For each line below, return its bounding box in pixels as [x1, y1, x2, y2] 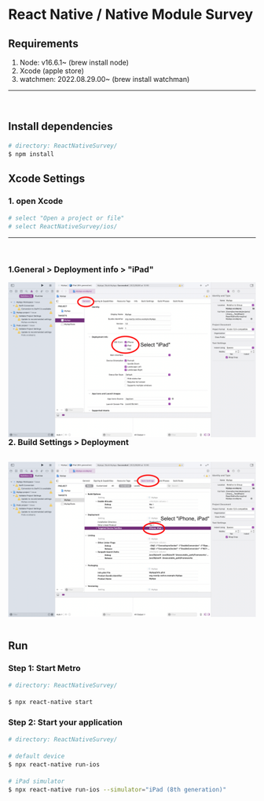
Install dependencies [8, 120, 113, 133]
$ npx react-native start [8, 699, 93, 706]
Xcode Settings [8, 172, 86, 185]
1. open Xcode [8, 195, 64, 206]
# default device [8, 752, 65, 761]
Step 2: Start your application [8, 717, 123, 728]
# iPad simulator [8, 777, 65, 785]
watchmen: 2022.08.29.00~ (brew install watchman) [19, 75, 190, 83]
